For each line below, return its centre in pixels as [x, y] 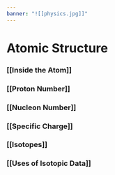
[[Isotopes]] [27, 145]
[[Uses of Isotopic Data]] [49, 163]
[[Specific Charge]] [40, 126]
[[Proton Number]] [38, 89]
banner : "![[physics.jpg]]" [47, 14]
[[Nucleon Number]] [41, 107]
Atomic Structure [58, 48]
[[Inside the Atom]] [39, 70]
